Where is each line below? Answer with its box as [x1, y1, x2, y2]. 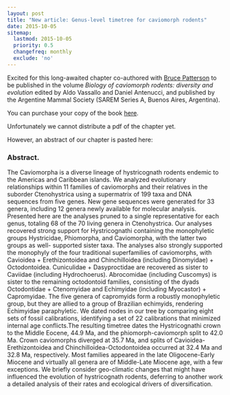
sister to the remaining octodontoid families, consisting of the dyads [7, 278, 200, 286]
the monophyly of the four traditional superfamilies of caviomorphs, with [7, 249, 212, 257]
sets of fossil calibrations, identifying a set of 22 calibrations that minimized [7, 314, 221, 323]
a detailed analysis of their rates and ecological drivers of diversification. [7, 380, 213, 388]
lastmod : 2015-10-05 [13, 36, 72, 43]
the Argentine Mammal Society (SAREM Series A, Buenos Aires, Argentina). [7, 95, 220, 104]
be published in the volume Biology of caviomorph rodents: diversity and [7, 80, 214, 89]
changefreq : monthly [13, 49, 72, 56]
